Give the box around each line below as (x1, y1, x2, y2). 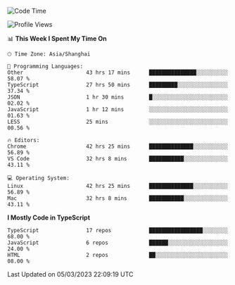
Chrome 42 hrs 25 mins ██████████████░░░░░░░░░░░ (7, 143, 229, 150)
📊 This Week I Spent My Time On (7, 34, 107, 42)
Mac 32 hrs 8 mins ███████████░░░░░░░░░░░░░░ (7, 195, 229, 202)
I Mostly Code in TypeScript (7, 213, 90, 222)
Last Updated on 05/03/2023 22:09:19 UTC (7, 270, 134, 278)
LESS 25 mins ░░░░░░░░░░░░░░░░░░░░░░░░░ (7, 118, 229, 125)
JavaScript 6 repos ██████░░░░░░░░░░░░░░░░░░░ (7, 239, 229, 246)
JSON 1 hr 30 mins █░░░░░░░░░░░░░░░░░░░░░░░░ (7, 94, 229, 101)
